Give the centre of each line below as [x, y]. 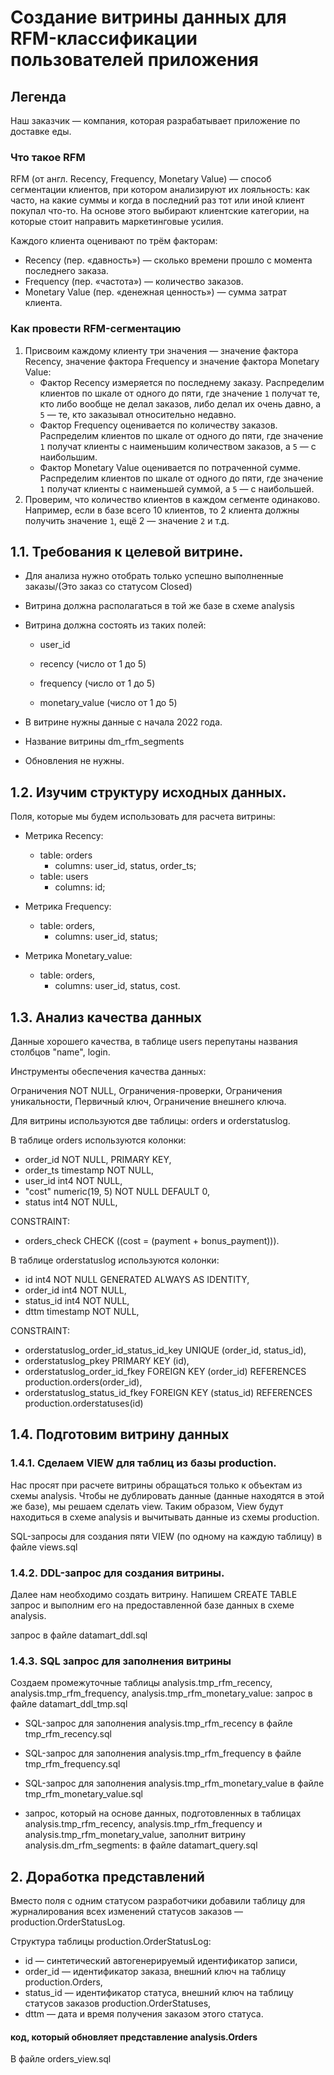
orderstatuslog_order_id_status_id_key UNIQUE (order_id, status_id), [165, 1350]
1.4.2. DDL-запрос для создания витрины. [117, 1573]
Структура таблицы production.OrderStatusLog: [111, 1942]
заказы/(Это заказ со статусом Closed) [108, 587]
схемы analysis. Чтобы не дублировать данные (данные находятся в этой [167, 1495]
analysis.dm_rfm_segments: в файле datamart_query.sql [141, 1845]
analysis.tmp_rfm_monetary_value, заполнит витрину [135, 1835]
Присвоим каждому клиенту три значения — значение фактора [161, 350]
